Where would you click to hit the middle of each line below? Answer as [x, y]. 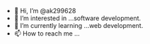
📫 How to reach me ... [47, 34]
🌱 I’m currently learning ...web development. [79, 25]
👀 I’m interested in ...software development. [77, 18]
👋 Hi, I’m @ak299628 [45, 11]
